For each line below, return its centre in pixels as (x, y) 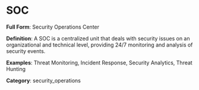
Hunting (16, 69)
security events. (26, 51)
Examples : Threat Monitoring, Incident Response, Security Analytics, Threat (99, 63)
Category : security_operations (44, 80)
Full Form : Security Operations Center (53, 27)
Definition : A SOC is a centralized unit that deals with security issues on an (98, 38)
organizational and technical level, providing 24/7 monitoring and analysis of (99, 45)
